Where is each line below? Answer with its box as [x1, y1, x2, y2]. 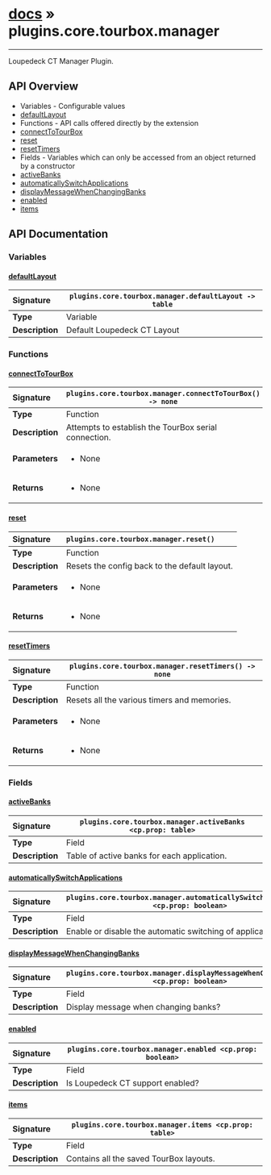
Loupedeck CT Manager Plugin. [8, 56, 115, 65]
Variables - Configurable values [19, 101, 126, 110]
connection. [65, 432, 111, 444]
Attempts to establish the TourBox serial [65, 422, 218, 433]
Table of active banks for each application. [65, 850, 227, 861]
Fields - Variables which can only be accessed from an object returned [19, 152, 256, 162]
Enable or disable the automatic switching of [65, 926, 235, 937]
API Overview [8, 80, 79, 94]
